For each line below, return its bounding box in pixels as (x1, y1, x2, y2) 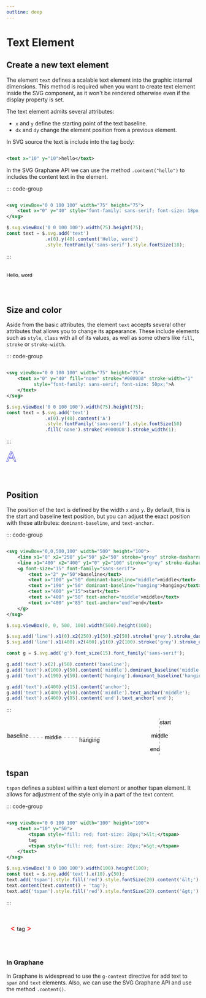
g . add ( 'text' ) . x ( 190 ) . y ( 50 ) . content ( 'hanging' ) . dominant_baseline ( (6, 672, 183, 679)
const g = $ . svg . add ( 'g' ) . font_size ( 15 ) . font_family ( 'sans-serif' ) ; (6, 650, 185, 656)
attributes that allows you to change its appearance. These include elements (6, 328, 199, 335)
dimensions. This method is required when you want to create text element (6, 82, 196, 90)
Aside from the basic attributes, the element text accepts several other (6, 321, 186, 329)
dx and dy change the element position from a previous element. (15, 126, 177, 133)
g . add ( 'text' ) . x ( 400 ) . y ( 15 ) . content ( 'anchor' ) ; (6, 683, 131, 690)
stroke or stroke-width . (6, 340, 66, 348)
